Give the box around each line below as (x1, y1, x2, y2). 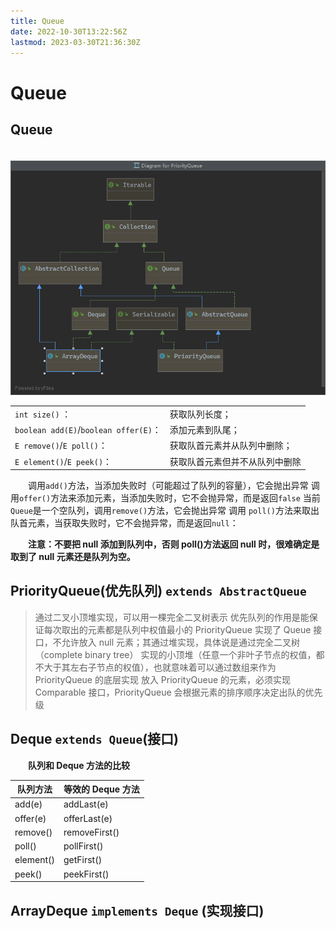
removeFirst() (63, 826, 120, 838)
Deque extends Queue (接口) (10, 731, 179, 748)
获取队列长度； (169, 408, 232, 420)
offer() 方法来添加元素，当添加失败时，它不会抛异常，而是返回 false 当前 (19, 492, 321, 504)
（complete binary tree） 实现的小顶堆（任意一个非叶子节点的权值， (34, 648, 317, 660)
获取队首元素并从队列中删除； (169, 440, 293, 452)
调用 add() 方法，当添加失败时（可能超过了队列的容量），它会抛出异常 (27, 480, 309, 492)
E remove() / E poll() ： (14, 440, 108, 452)
